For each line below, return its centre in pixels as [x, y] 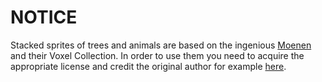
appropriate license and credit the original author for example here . [148, 66]
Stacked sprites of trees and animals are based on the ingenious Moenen [161, 45]
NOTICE [44, 17]
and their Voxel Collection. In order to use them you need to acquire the [157, 55]
